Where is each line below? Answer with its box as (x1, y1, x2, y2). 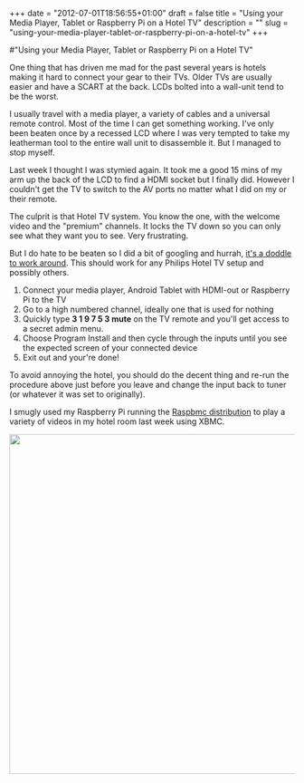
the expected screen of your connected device (22, 343, 198, 353)
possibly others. (9, 267, 70, 277)
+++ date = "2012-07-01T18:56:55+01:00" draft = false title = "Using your (9, 8, 284, 18)
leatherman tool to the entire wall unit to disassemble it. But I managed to (9, 138, 281, 148)
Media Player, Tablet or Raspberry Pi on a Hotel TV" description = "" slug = (9, 17, 289, 28)
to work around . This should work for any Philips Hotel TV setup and (9, 257, 264, 268)
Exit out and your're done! (22, 353, 119, 362)
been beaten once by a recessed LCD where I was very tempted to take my (9, 128, 290, 139)
